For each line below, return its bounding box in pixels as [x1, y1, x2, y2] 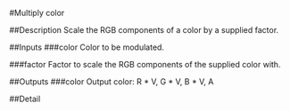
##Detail [9, 93, 41, 104]
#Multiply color [9, 8, 65, 18]
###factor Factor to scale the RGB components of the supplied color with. [9, 59, 281, 69]
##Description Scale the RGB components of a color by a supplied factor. [9, 25, 279, 35]
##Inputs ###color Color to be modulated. [9, 42, 165, 52]
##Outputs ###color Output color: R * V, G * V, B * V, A [9, 76, 214, 87]
